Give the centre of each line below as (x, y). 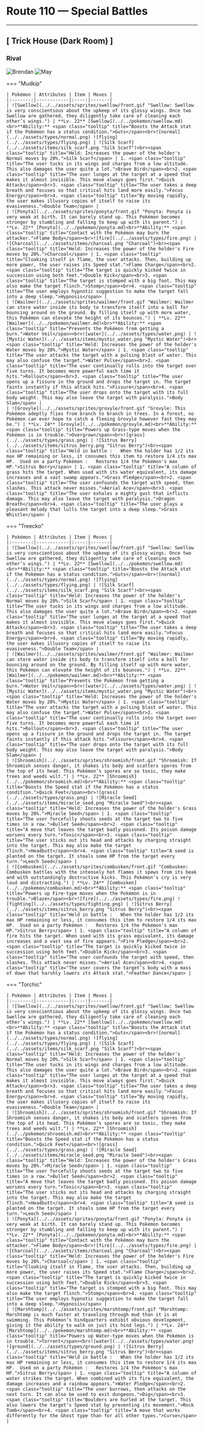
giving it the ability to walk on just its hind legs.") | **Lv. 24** (97, 1325)
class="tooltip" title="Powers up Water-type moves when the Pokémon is (100, 1336)
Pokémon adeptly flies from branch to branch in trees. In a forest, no (100, 414)
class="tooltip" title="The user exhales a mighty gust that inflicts (97, 493)
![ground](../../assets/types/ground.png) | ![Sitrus (76, 1346)
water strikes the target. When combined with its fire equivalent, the (100, 1378)
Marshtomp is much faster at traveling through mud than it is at (92, 1315)
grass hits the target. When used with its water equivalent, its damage (102, 472)
